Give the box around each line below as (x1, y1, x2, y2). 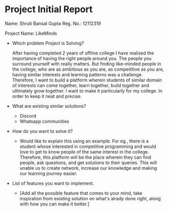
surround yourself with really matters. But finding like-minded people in (12, 60, 161, 67)
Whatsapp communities (19, 118, 70, 124)
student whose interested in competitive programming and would (19, 143, 156, 149)
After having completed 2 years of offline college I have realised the (12, 50, 154, 56)
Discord (19, 113, 37, 119)
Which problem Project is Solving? (12, 40, 84, 46)
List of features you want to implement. (12, 180, 94, 186)
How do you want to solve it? (12, 128, 73, 134)
